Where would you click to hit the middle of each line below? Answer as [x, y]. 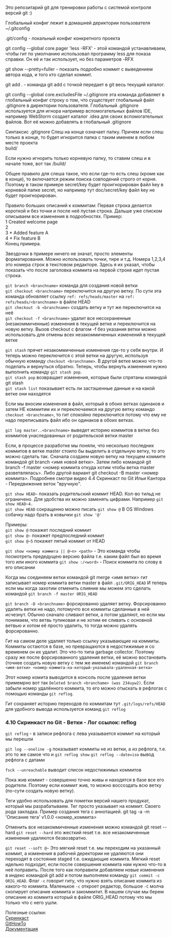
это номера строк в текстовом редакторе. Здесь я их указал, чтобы [80, 265]
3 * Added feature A [27, 233]
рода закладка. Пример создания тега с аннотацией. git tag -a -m [78, 812]
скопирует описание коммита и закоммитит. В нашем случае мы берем [85, 892]
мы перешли [19, 739]
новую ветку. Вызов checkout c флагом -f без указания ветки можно [81, 329]
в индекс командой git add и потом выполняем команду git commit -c [83, 875]
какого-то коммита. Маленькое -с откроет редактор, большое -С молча [85, 886]
